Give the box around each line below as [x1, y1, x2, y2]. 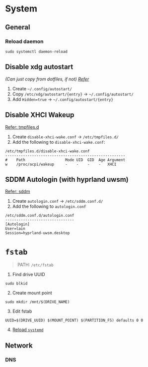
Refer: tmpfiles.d [5, 124, 39, 130]
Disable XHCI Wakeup [5, 111, 74, 119]
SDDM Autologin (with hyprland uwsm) [5, 175, 129, 184]
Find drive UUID [12, 272, 45, 278]
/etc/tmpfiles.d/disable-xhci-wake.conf [5, 148, 90, 154]
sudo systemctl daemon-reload [5, 49, 68, 54]
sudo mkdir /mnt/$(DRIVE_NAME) [5, 300, 70, 305]
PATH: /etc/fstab [17, 262, 54, 268]
